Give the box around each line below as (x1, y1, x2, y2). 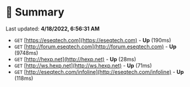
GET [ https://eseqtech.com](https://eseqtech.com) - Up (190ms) (14, 36, 171, 44)
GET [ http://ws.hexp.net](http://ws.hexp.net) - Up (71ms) (14, 62, 152, 69)
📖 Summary (5, 5, 65, 19)
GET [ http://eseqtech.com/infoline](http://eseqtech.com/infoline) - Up (14, 68, 184, 75)
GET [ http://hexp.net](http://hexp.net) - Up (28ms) (14, 55, 137, 63)
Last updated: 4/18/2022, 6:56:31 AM (5, 25, 100, 32)
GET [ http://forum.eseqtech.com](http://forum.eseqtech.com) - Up (14, 43, 177, 50)
